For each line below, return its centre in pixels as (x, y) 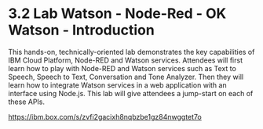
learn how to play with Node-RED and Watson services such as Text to (122, 68)
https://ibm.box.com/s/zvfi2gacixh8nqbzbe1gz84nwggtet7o (105, 116)
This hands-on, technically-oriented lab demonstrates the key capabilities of (131, 52)
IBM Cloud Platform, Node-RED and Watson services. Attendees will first (126, 60)
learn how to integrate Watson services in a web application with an (117, 85)
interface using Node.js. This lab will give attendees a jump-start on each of (131, 93)
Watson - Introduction (81, 30)
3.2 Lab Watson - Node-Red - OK (117, 14)
